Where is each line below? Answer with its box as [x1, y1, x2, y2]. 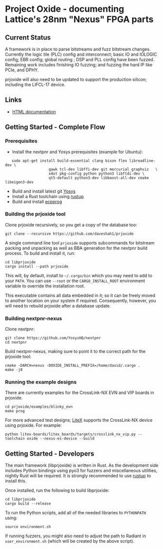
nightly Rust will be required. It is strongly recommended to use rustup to [5, 473, 151, 479]
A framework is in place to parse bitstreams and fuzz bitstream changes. [5, 46, 151, 52]
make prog [5, 409, 25, 414]
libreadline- [129, 158, 156, 163]
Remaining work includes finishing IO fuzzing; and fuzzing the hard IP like [5, 62, 153, 67]
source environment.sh [5, 525, 51, 529]
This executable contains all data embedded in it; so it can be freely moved [5, 292, 156, 298]
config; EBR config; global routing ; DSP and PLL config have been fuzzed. [5, 57, 155, 62]
